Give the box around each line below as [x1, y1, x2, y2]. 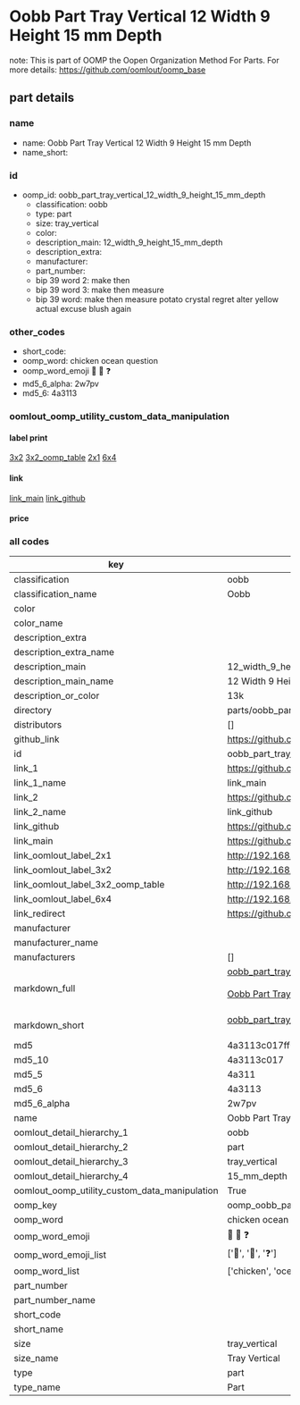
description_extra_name [13, 646, 114, 659]
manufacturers [13, 951, 76, 963]
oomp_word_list [13, 1265, 80, 1277]
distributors [13, 719, 62, 731]
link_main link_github [9, 492, 87, 503]
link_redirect [13, 907, 66, 920]
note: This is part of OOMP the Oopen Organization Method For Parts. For [9, 55, 279, 65]
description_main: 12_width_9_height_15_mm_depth [35, 237, 223, 248]
